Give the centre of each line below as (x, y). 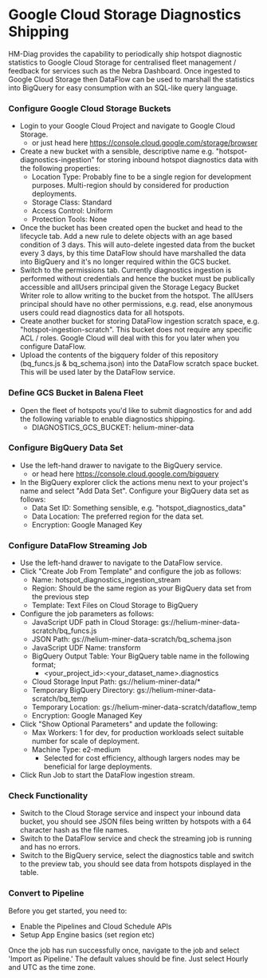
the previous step (60, 597)
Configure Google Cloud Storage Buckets (90, 108)
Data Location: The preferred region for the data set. (118, 516)
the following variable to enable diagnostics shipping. (107, 419)
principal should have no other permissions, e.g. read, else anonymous (136, 304)
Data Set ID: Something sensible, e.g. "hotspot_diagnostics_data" (139, 507)
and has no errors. (50, 847)
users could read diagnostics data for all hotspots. (102, 312)
